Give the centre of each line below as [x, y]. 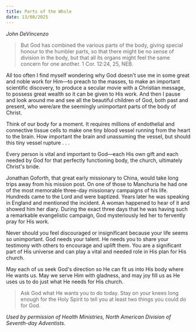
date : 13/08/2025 [27, 17]
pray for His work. [28, 221]
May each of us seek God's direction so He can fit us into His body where [95, 269]
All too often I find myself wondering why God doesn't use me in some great [98, 75]
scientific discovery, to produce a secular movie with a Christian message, [96, 87]
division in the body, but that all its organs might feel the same [95, 57]
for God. [30, 305]
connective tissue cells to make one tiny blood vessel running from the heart [98, 130]
